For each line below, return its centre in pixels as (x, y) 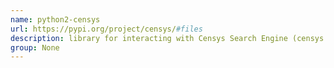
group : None (35, 47)
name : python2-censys (55, 19)
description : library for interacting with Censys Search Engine (149, 38)
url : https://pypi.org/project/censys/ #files (106, 29)
